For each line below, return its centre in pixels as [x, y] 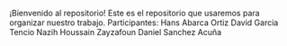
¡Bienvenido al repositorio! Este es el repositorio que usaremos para [135, 13]
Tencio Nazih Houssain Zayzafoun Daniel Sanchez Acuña [116, 32]
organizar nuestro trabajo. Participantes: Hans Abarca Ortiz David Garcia [144, 23]
